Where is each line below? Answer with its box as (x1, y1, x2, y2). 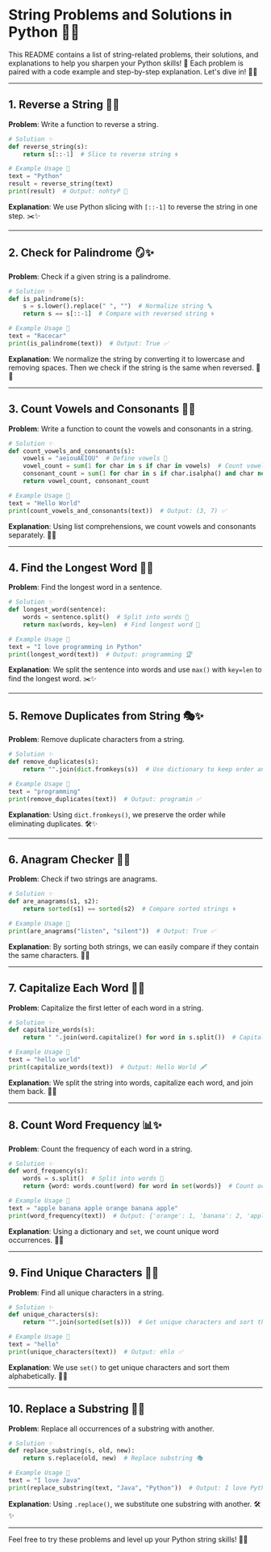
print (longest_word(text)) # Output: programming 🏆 (8, 650, 192, 659)
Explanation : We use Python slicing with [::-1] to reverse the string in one (8, 201, 258, 211)
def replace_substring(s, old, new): (8, 1447, 135, 1455)
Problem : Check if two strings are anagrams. (8, 874, 158, 884)
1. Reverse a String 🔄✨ (8, 98, 120, 112)
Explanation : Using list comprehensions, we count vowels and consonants (8, 521, 256, 531)
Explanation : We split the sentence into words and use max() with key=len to (8, 665, 262, 675)
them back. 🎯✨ (8, 1086, 57, 1096)
